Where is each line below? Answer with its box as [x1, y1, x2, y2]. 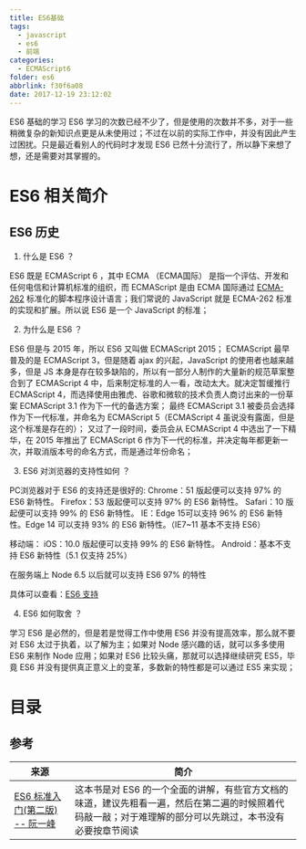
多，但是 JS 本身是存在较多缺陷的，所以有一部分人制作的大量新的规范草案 [9, 366, 287, 377]
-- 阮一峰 [14, 817, 56, 830]
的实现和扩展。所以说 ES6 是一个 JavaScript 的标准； [9, 304, 209, 315]
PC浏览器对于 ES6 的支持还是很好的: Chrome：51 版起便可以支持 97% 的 [9, 485, 282, 496]
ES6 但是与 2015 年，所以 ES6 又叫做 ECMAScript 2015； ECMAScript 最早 [9, 343, 291, 354]
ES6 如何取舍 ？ [22, 608, 83, 619]
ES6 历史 [9, 225, 60, 240]
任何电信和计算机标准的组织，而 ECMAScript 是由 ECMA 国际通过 [9, 281, 255, 292]
